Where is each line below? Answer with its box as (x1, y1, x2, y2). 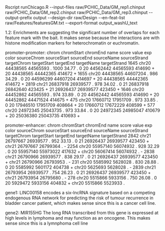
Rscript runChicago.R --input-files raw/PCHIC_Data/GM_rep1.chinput (5, 4, 145, 10)
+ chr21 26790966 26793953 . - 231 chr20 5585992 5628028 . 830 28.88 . (5, 159, 159, 165)
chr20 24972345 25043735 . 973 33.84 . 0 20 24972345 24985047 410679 (5, 107, 161, 113)
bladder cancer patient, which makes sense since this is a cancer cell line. (5, 200, 157, 206)
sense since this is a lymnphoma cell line (5, 220, 88, 226)
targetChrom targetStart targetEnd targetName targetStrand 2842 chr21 (5, 133, 151, 139)
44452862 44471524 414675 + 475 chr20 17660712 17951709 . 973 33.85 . (5, 97, 158, 103)
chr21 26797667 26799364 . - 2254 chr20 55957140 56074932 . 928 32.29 (5, 143, 160, 149)
